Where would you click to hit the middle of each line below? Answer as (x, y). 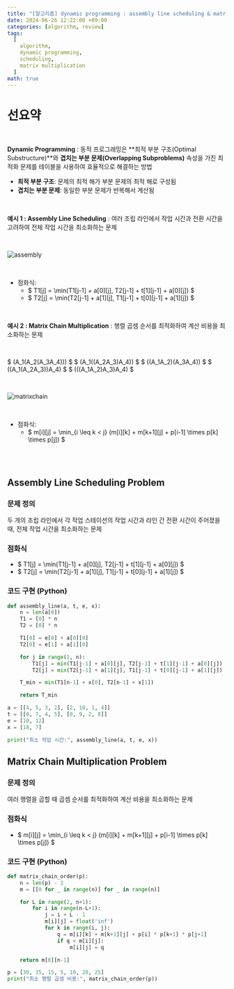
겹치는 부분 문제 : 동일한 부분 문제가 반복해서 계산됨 (86, 190)
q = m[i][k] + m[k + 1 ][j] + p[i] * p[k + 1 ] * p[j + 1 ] (132, 934)
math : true (23, 78)
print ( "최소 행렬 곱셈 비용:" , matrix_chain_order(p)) (83, 979)
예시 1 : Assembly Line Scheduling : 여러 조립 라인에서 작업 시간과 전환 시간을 (115, 219)
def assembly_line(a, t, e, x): (54, 606)
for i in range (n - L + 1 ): (67, 908)
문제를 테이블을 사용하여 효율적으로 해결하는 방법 (86, 167)
